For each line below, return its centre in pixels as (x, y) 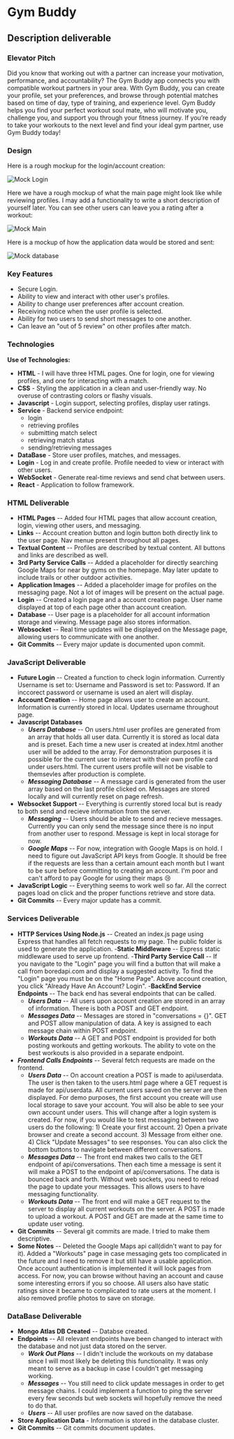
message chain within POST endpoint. (83, 1030)
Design (20, 150)
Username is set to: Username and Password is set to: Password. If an (118, 685)
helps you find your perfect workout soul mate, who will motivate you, (108, 110)
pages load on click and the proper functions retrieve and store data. (116, 893)
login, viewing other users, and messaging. (79, 526)
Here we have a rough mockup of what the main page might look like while (115, 193)
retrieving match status (61, 440)
